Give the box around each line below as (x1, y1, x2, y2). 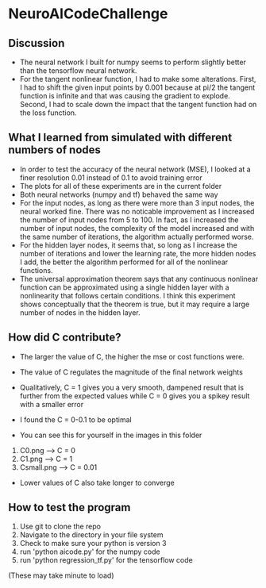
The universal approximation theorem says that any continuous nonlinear (19, 274, 259, 283)
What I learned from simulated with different (8, 131, 233, 144)
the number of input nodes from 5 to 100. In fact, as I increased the (19, 215, 239, 225)
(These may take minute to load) (8, 571, 114, 580)
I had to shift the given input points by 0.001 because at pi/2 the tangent (19, 83, 256, 92)
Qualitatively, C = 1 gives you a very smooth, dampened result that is (19, 382, 245, 392)
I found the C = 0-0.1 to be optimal (19, 414, 133, 425)
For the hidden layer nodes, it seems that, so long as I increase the (19, 240, 238, 250)
